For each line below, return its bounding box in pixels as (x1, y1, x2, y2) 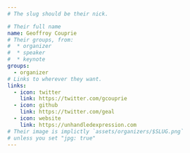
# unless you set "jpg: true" (7, 135, 96, 142)
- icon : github (13, 102, 58, 109)
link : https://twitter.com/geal (20, 109, 115, 116)
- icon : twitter (13, 89, 61, 96)
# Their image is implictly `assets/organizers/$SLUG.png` (7, 128, 184, 135)
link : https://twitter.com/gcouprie (20, 95, 128, 102)
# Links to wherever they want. (7, 75, 102, 82)
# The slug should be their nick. (7, 10, 109, 18)
